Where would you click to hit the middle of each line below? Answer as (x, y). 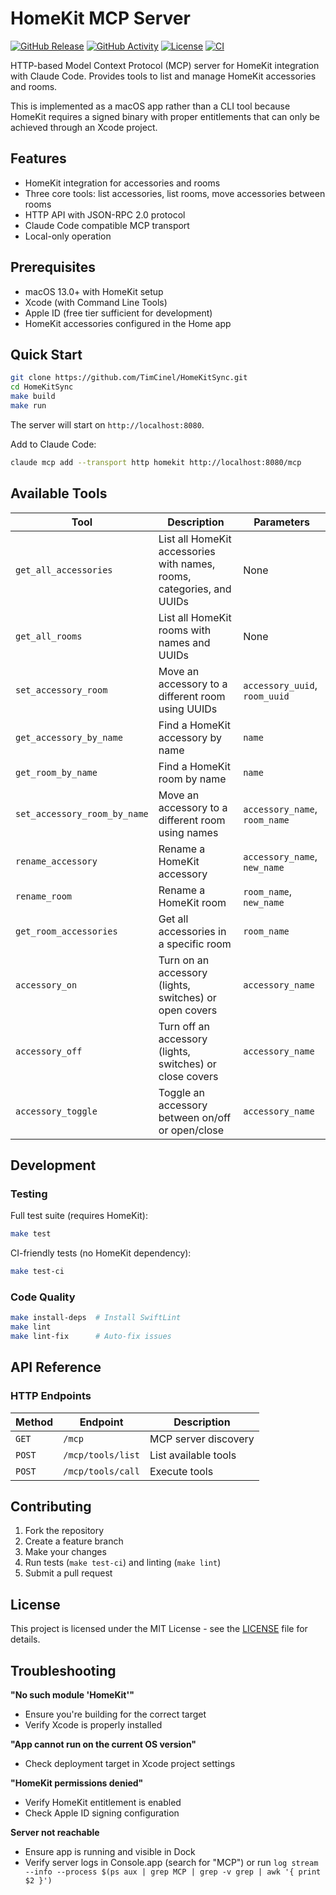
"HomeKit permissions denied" (77, 1783)
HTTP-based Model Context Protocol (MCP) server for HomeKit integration (165, 65)
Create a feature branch (74, 1541)
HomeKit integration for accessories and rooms (122, 183)
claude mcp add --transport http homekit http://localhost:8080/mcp (156, 462)
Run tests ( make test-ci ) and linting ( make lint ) (123, 1563)
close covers (188, 1076)
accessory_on (46, 985)
